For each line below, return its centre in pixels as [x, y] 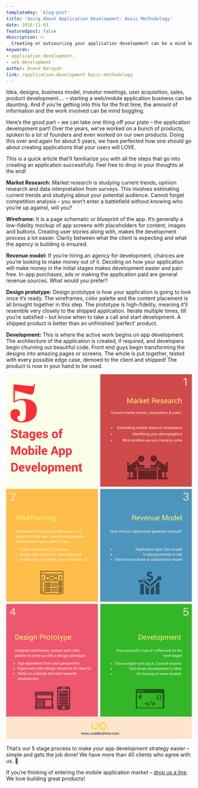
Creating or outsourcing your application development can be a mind [98, 44]
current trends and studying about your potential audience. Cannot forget [95, 195]
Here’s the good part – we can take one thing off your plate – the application [98, 122]
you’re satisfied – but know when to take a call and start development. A [94, 317]
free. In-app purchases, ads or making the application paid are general [92, 275]
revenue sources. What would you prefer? [57, 281]
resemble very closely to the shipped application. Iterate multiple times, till [96, 311]
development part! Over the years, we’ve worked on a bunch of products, [95, 128]
